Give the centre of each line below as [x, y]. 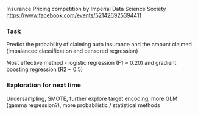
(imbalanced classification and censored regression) [72, 51]
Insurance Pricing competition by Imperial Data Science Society [86, 9]
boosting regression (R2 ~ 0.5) [45, 69]
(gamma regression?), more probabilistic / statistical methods [83, 105]
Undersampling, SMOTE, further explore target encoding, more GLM [92, 98]
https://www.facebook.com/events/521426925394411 [74, 15]
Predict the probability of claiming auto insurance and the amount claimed [99, 45]
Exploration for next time [44, 85]
